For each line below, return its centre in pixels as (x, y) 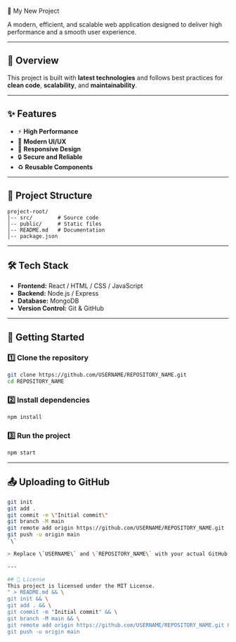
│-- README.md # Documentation (56, 230)
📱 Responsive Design (49, 149)
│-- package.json (33, 237)
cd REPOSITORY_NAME (36, 381)
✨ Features (32, 114)
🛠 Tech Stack (38, 265)
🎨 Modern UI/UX (42, 141)
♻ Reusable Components (55, 167)
